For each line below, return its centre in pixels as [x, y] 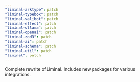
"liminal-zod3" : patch [28, 37]
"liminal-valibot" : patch [32, 19]
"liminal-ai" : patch [26, 42]
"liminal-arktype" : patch [32, 10]
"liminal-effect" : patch [31, 23]
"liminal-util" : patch [28, 51]
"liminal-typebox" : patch [32, 14]
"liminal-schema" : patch [31, 46]
